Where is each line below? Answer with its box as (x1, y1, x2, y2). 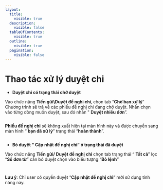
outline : (9, 39, 27, 44)
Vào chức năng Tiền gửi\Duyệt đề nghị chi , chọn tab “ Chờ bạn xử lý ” (5, 99, 145, 105)
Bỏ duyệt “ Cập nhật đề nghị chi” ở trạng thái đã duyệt (12, 142, 124, 148)
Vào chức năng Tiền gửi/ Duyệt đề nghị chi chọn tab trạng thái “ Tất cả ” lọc (5, 152, 157, 157)
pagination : (9, 48, 34, 53)
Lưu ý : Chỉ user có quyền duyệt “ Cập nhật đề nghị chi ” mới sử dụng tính (5, 174, 150, 180)
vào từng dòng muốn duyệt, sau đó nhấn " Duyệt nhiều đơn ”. (5, 109, 127, 115)
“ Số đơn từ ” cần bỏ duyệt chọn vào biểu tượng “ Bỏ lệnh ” (5, 156, 119, 162)
